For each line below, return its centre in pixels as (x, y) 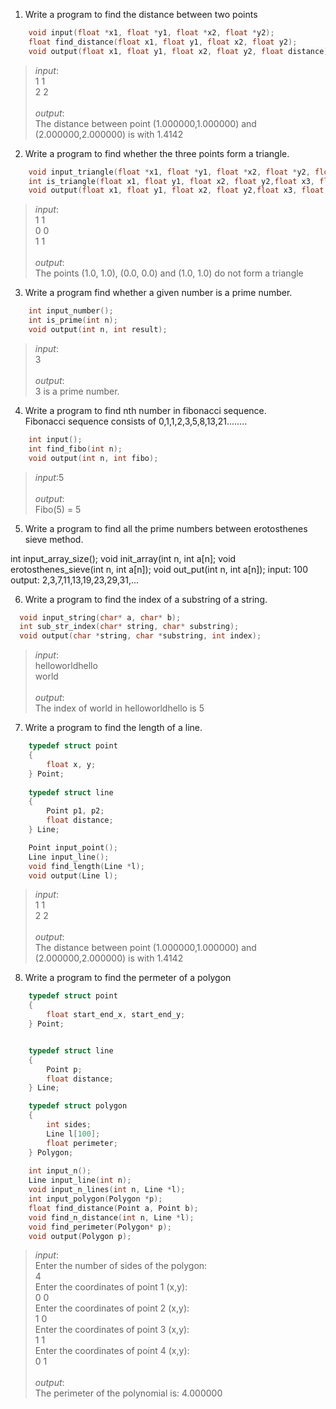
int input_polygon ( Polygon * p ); (95, 1199)
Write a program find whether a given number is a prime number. (158, 293)
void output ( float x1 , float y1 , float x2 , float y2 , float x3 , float (176, 190)
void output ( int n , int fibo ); (93, 458)
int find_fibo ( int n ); (75, 449)
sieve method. (54, 539)
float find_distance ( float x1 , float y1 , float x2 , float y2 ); (163, 42)
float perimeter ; (82, 1143)
